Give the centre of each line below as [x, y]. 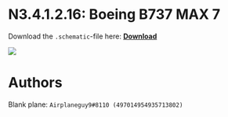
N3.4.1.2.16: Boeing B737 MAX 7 [114, 15]
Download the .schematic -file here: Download [83, 36]
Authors [35, 83]
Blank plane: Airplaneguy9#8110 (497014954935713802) [96, 104]
